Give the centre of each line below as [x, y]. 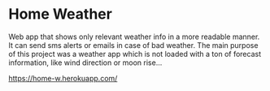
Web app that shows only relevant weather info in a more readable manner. [134, 37]
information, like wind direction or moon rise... [85, 63]
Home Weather [60, 14]
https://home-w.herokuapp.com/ [63, 78]
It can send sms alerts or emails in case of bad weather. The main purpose [133, 45]
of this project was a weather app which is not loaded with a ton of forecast [135, 54]
